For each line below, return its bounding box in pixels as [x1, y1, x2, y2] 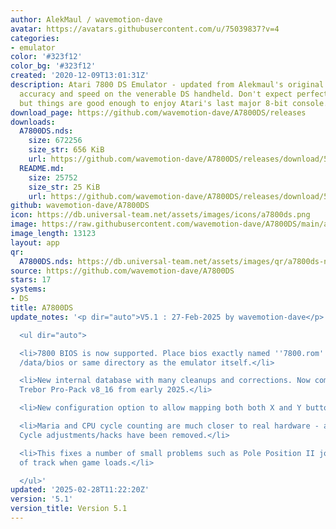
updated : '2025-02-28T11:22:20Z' [10, 485, 150, 495]
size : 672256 [28, 136, 83, 146]
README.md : [19, 163, 65, 173]
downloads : [10, 117, 56, 127]
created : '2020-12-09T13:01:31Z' [10, 71, 150, 81]
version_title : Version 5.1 [10, 504, 128, 514]
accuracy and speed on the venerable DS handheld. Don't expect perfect [19, 89, 329, 99]
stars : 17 [10, 275, 52, 285]
